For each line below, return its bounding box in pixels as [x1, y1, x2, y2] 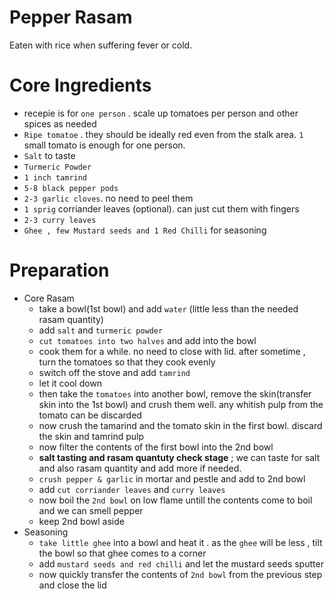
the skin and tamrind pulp [38, 430, 145, 442]
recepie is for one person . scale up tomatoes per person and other [23, 107, 299, 119]
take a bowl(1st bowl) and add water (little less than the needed [38, 302, 299, 315]
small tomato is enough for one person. [23, 139, 186, 151]
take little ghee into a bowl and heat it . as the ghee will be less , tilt [38, 536, 323, 548]
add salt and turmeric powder [38, 324, 164, 336]
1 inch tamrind [23, 172, 88, 183]
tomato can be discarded [38, 409, 142, 421]
